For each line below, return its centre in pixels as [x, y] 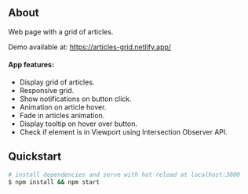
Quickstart [35, 157]
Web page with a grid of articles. [61, 31]
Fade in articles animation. [62, 116]
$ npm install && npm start [54, 182]
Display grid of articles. [57, 82]
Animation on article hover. [63, 107]
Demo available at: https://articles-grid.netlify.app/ [89, 47]
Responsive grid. [47, 91]
